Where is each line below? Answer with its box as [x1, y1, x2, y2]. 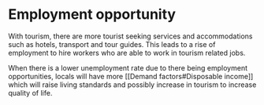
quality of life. [8, 88, 53, 97]
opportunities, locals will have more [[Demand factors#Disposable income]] [8, 71, 254, 81]
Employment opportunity [8, 5, 176, 24]
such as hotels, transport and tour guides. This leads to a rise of [8, 39, 216, 49]
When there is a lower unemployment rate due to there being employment [8, 63, 248, 72]
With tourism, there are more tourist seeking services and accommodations [8, 31, 253, 41]
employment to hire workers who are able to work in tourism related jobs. [8, 48, 246, 57]
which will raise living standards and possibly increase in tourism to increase [8, 80, 257, 89]
